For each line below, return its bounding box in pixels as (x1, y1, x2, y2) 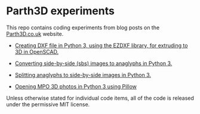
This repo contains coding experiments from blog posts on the (6, 24, 160, 31)
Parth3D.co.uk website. (6, 30, 64, 37)
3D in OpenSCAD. (14, 48, 59, 55)
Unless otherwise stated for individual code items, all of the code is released (6, 94, 194, 101)
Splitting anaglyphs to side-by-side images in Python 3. (14, 71, 151, 78)
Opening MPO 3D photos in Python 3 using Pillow (14, 82, 137, 90)
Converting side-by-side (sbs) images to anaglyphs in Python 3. (14, 60, 173, 67)
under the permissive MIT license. (6, 100, 90, 108)
